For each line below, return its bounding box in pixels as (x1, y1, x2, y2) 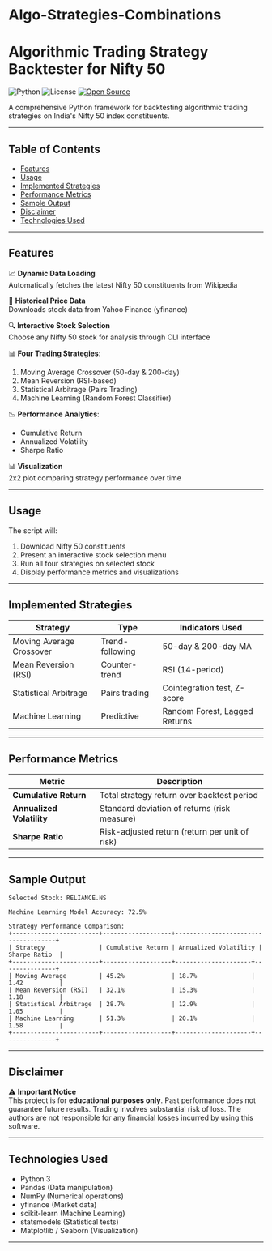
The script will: (8, 525, 58, 536)
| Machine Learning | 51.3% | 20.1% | (8, 1014, 255, 1023)
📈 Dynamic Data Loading (8, 268, 96, 278)
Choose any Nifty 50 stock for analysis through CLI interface (8, 332, 210, 342)
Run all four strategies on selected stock (19, 558, 155, 568)
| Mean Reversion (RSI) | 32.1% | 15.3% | (8, 986, 255, 994)
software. (8, 1121, 40, 1131)
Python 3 (19, 1173, 51, 1184)
